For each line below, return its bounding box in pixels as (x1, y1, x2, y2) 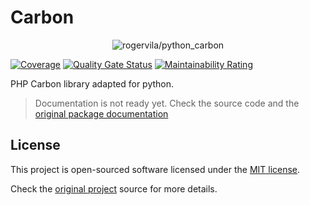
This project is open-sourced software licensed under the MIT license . (10, 163, 301, 175)
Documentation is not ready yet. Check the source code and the (34, 97, 300, 109)
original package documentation (34, 107, 169, 120)
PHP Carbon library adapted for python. (10, 77, 175, 90)
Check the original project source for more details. (10, 182, 218, 195)
